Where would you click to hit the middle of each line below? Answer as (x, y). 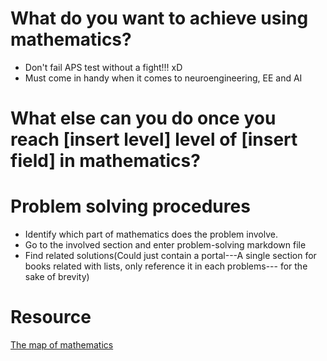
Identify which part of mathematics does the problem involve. (151, 234)
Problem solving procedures (130, 206)
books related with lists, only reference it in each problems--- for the (166, 266)
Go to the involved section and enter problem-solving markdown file (165, 245)
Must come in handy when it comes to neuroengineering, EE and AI (163, 78)
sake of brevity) (57, 277)
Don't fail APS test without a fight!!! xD (103, 67)
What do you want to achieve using (159, 18)
